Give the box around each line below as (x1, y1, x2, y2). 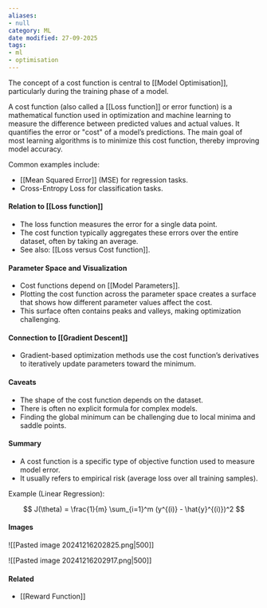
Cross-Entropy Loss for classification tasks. (19, 183, 163, 193)
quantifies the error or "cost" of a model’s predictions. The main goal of (8, 127, 243, 136)
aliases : (8, 11, 37, 20)
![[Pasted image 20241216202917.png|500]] (8, 555, 152, 566)
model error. (19, 465, 61, 474)
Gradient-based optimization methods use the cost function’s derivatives (19, 351, 259, 360)
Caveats (8, 378, 37, 387)
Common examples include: (8, 159, 100, 169)
